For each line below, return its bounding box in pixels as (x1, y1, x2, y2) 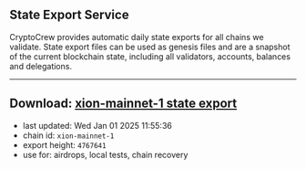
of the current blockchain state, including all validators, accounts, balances (9, 50, 291, 62)
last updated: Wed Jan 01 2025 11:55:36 (22, 120, 173, 131)
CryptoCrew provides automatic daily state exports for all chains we (9, 31, 264, 42)
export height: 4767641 (22, 139, 107, 150)
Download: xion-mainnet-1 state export (9, 96, 238, 111)
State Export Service (9, 7, 129, 23)
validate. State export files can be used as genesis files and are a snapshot (9, 41, 291, 52)
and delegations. (9, 60, 73, 71)
